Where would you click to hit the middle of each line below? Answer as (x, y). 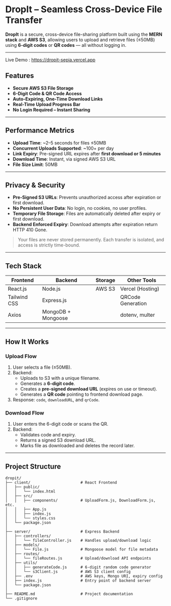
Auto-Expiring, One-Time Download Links (58, 99)
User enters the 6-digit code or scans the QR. (60, 424)
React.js (17, 289)
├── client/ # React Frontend (61, 482)
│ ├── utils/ (21, 563)
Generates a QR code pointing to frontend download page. (82, 394)
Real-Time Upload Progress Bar (46, 104)
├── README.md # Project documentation (69, 594)
